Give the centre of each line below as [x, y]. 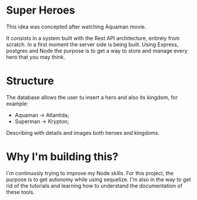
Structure [30, 81]
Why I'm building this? [62, 157]
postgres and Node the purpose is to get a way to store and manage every [97, 50]
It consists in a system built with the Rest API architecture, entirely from [93, 38]
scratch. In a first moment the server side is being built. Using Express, [92, 44]
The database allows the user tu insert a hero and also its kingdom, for [92, 97]
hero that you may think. [36, 57]
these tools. [20, 192]
